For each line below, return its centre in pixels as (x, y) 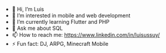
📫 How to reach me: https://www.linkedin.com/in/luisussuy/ (86, 35)
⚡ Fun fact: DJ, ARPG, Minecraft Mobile (60, 44)
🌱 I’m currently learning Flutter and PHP (61, 22)
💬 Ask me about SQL (37, 28)
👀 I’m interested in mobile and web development (71, 15)
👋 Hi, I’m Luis (28, 9)
